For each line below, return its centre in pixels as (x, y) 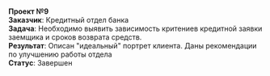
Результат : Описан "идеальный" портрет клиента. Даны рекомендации (133, 46)
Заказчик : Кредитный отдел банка (69, 20)
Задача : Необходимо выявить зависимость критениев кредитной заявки (135, 28)
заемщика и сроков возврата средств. (75, 37)
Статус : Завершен (40, 63)
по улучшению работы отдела (60, 54)
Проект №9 (29, 11)
